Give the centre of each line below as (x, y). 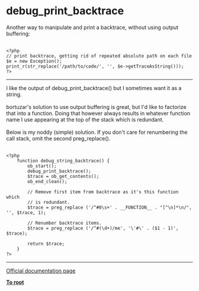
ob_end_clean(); (47, 181)
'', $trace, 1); (26, 212)
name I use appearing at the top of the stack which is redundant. (85, 119)
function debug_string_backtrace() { (63, 161)
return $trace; (46, 244)
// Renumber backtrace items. (65, 223)
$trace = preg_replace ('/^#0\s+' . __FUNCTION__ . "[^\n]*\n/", (110, 207)
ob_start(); (42, 166)
